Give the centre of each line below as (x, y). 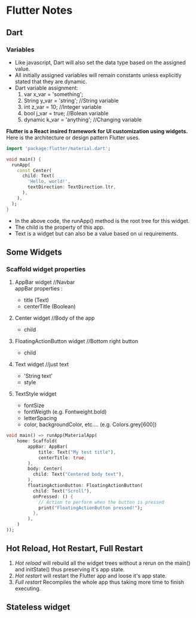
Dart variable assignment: (47, 88)
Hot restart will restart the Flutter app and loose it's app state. (91, 576)
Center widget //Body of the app (55, 318)
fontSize (34, 406)
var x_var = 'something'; (53, 94)
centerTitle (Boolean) (50, 307)
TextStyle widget (36, 394)
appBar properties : (39, 289)
